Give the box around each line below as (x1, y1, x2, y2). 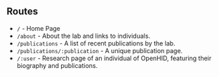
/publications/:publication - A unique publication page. (16, 46, 183, 55)
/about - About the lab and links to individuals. (16, 31, 151, 40)
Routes (6, 6, 39, 17)
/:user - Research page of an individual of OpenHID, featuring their (16, 54, 212, 62)
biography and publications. (16, 61, 98, 69)
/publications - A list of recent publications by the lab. (16, 38, 176, 48)
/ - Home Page (16, 24, 60, 32)
